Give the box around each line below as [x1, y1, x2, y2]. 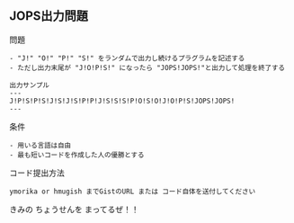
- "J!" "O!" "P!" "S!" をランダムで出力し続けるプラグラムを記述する [9, 53, 245, 63]
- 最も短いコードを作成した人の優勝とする [9, 150, 145, 159]
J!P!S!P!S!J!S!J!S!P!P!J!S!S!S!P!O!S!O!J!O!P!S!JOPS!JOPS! [9, 96, 236, 105]
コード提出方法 [9, 167, 65, 178]
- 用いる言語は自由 [9, 140, 72, 150]
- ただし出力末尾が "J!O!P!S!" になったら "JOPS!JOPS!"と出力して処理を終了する [9, 63, 286, 72]
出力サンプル [9, 80, 49, 90]
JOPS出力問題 [9, 8, 88, 24]
